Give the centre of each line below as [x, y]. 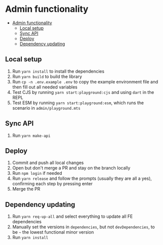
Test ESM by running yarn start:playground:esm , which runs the [78, 103]
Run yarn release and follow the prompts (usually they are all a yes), [82, 178]
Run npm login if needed [37, 173]
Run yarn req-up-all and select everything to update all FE [73, 216]
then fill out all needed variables [45, 87]
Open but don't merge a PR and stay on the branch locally [71, 168]
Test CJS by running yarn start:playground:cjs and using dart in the [83, 92]
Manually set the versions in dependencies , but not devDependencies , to [83, 227]
